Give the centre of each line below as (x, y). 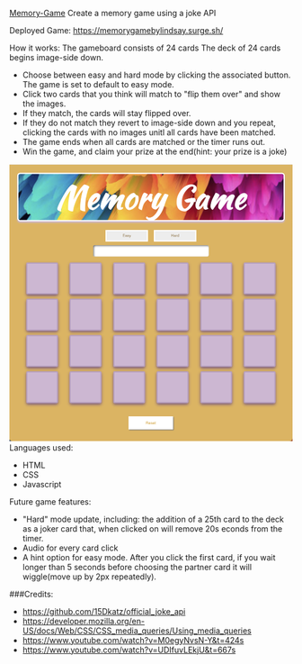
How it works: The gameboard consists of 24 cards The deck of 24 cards (145, 48)
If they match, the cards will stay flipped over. (107, 113)
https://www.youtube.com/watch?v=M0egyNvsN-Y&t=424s (133, 640)
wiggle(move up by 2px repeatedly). (89, 577)
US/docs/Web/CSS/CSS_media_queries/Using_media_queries (137, 631)
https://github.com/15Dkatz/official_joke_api (104, 611)
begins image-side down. (56, 57)
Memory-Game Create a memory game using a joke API (113, 13)
